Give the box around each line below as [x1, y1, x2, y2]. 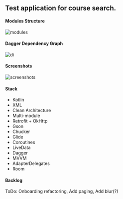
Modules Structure [5, 17, 45, 24]
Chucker [12, 128, 30, 134]
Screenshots [5, 63, 32, 69]
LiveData [12, 144, 31, 150]
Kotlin [12, 97, 24, 103]
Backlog [5, 177, 22, 183]
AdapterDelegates [12, 160, 50, 166]
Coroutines [12, 139, 35, 145]
